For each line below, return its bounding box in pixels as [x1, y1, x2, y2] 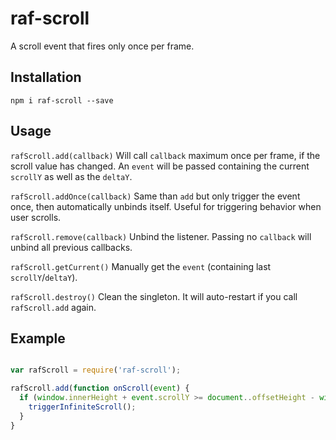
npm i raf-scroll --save [10, 95, 114, 106]
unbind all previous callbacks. [10, 241, 133, 253]
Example [10, 330, 66, 347]
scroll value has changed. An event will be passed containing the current [10, 160, 310, 172]
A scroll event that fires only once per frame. [10, 40, 195, 52]
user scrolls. [10, 211, 62, 223]
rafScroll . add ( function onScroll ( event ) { [10, 383, 190, 394]
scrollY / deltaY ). [10, 271, 78, 283]
